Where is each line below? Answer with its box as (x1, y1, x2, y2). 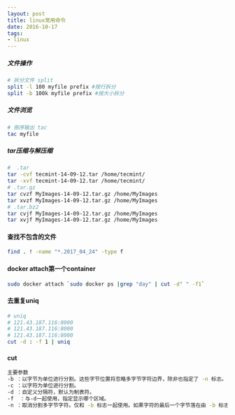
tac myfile (7, 130, 39, 137)
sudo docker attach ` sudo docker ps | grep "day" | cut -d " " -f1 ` (7, 281, 205, 288)
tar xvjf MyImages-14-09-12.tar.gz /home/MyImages (7, 216, 158, 224)
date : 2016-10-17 (7, 23, 58, 30)
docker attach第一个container (7, 264, 96, 273)
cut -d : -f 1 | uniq (7, 339, 71, 346)
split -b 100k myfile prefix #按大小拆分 (7, 90, 124, 97)
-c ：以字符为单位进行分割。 (7, 382, 80, 389)
